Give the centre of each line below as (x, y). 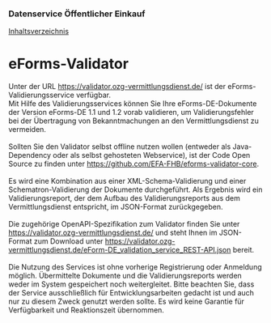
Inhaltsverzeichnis (39, 32)
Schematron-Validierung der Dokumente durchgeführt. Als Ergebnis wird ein (135, 189)
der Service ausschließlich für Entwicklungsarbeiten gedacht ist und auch (131, 293)
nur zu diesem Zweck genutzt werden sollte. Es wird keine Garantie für (127, 302)
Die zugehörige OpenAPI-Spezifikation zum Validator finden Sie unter (124, 224)
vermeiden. (28, 130)
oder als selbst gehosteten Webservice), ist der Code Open (151, 155)
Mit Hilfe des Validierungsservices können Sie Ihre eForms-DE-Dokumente (133, 104)
